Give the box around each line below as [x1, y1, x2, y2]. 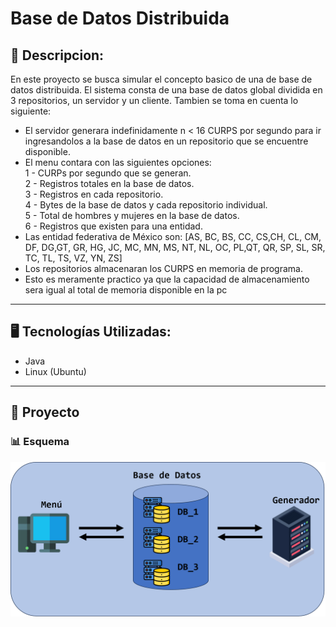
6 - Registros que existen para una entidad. [24, 220, 203, 232]
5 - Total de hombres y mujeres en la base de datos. [24, 210, 240, 221]
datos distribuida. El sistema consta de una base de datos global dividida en [10, 84, 323, 96]
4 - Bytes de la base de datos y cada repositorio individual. [24, 199, 268, 211]
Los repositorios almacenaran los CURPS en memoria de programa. [24, 263, 303, 274]
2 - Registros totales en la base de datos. [24, 178, 195, 189]
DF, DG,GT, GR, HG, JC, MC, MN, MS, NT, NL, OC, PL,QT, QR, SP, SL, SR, [24, 242, 326, 253]
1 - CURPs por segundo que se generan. [24, 167, 192, 179]
